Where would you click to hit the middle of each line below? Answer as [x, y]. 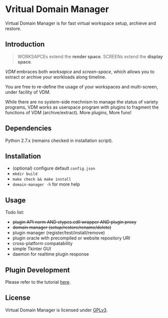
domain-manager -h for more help [46, 184]
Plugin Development [38, 270]
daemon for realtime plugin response [51, 254]
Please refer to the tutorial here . [38, 282]
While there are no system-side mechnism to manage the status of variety [82, 102]
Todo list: [15, 212]
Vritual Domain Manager [57, 9]
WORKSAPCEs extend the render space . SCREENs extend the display [90, 56]
